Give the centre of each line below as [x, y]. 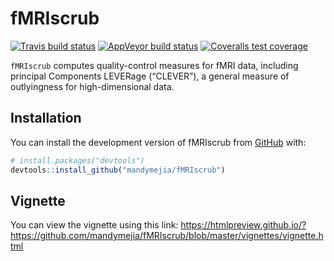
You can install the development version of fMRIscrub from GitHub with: [158, 142]
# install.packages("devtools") [77, 160]
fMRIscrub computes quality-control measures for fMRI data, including [154, 65]
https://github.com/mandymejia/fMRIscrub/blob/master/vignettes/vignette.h [167, 236]
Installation [46, 118]
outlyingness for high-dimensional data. [92, 86]
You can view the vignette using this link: [94, 225]
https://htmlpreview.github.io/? [243, 225]
